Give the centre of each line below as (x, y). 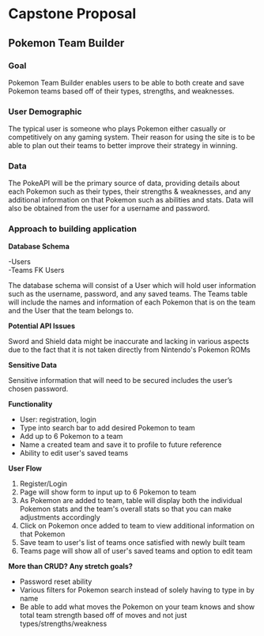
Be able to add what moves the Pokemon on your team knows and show (137, 607)
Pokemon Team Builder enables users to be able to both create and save (126, 82)
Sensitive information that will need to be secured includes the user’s (121, 380)
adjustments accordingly (60, 517)
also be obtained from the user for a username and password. (109, 208)
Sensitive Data (33, 365)
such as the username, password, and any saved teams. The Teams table (128, 293)
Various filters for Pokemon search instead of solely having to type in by (137, 589)
